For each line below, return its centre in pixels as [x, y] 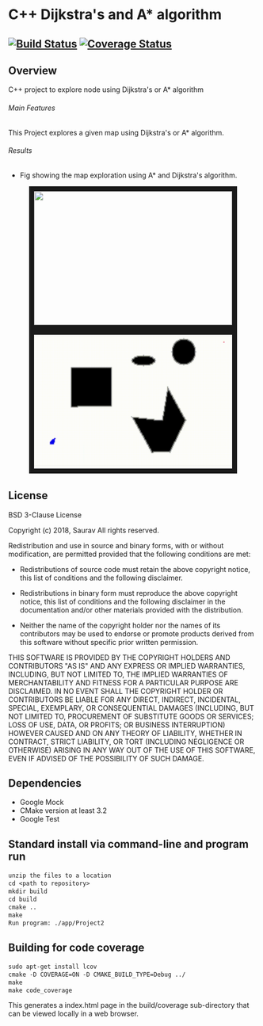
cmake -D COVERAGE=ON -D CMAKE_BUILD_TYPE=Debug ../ [97, 975]
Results [20, 151]
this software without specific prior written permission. [109, 642]
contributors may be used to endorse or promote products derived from [137, 633]
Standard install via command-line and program [129, 844]
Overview [33, 70]
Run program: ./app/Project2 [56, 923]
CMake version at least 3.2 [63, 811]
